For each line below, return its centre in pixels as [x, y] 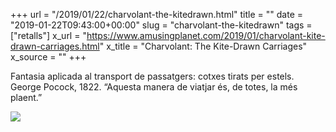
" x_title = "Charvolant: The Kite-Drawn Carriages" [203, 46]
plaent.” [26, 97]
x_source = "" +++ [48, 57]
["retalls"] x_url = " [48, 35]
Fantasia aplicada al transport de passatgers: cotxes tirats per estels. [152, 76]
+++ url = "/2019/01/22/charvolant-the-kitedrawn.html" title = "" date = [156, 14]
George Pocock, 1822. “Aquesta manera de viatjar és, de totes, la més [154, 87]
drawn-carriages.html [55, 46]
